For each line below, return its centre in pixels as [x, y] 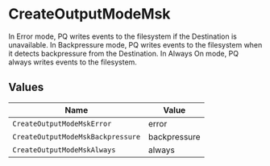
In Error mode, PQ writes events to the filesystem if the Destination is [123, 36]
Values [26, 87]
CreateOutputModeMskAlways [64, 149]
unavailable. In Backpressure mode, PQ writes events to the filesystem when [135, 44]
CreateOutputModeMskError [62, 123]
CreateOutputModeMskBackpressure [77, 137]
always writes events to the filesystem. [73, 62]
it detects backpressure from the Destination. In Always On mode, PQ [124, 53]
